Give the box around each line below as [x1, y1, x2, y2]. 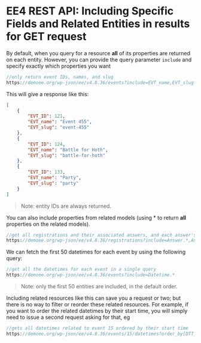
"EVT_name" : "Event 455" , [28, 119, 93, 125]
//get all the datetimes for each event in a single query [6, 266, 157, 273]
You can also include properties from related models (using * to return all [6, 214, 187, 221]
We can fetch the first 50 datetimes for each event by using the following [6, 248, 186, 256]
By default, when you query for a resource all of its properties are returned [6, 49, 190, 56]
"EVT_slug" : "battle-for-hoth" [28, 152, 106, 159]
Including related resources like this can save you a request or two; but [6, 294, 181, 302]
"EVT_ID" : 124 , [28, 141, 66, 147]
